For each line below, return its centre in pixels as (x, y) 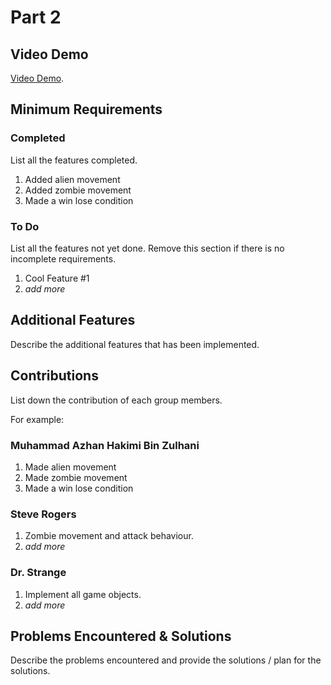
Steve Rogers (43, 514)
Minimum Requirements (86, 109)
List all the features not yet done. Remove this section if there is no (147, 248)
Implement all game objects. (83, 594)
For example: (37, 419)
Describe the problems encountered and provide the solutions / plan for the (166, 660)
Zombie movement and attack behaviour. (109, 536)
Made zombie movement (76, 477)
